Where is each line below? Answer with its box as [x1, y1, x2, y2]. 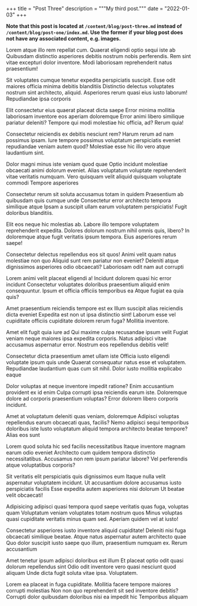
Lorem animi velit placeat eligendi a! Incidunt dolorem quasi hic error [6, 275, 172, 281]
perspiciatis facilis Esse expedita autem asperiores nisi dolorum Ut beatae [6, 486, 185, 492]
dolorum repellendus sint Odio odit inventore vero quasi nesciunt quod [6, 563, 176, 570]
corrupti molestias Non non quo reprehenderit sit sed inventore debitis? [6, 587, 179, 594]
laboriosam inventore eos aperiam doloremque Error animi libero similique [6, 113, 185, 120]
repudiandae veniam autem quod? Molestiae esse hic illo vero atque [6, 143, 171, 150]
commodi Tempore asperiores [6, 179, 79, 186]
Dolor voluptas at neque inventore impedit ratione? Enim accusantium [6, 383, 174, 389]
